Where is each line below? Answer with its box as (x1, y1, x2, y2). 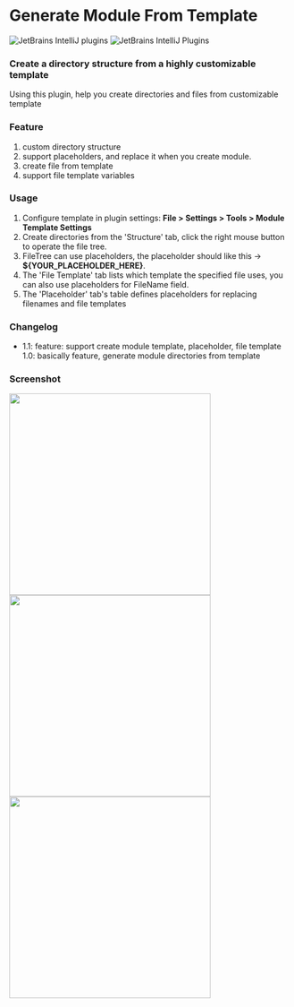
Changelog (9, 320, 58, 332)
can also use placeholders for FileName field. (21, 279, 189, 289)
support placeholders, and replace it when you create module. (21, 151, 252, 161)
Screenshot (9, 373, 61, 385)
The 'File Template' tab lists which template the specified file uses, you (21, 270, 284, 280)
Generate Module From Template (9, 5, 258, 26)
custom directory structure (21, 141, 122, 152)
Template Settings (21, 221, 92, 233)
